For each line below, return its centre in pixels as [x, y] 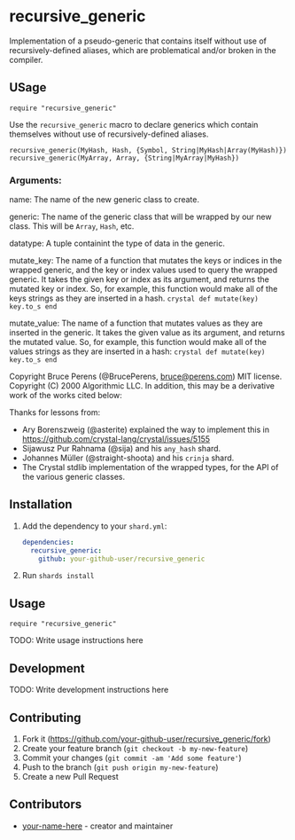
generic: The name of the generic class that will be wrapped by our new [140, 217]
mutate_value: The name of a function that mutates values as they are [136, 323]
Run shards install [58, 576]
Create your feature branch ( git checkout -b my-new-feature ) [135, 748]
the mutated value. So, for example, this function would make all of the [138, 342]
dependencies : [48, 542]
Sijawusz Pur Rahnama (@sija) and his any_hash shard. [121, 449]
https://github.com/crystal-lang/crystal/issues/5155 [116, 439]
